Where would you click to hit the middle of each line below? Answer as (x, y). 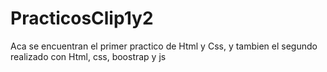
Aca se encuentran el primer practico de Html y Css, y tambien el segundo (164, 46)
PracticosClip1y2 (82, 18)
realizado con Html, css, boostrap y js (88, 56)
